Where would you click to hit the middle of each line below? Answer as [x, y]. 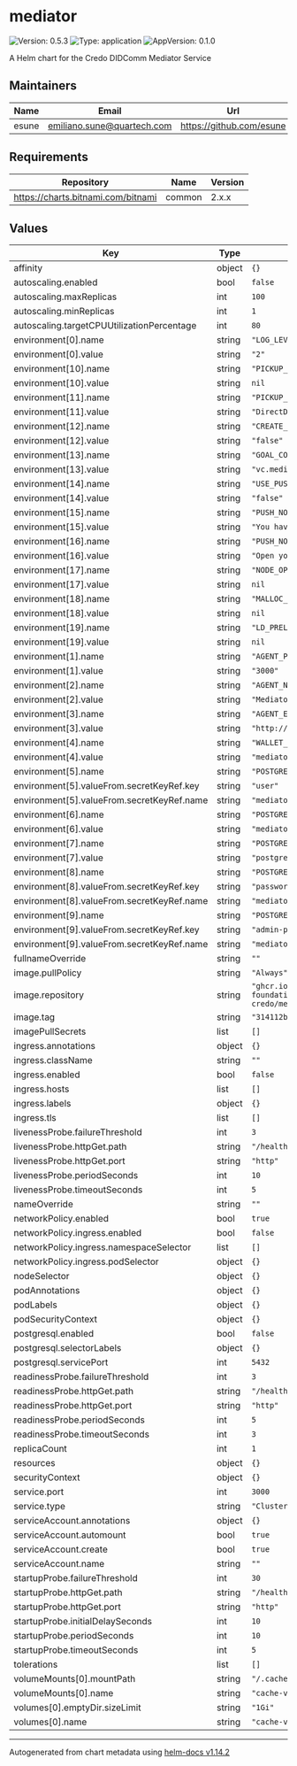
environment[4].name [59, 743]
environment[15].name [62, 513]
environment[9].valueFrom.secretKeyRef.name [111, 945]
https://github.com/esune [233, 126]
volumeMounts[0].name [64, 1693]
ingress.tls [35, 1118]
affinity [28, 268]
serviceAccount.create [61, 1549]
